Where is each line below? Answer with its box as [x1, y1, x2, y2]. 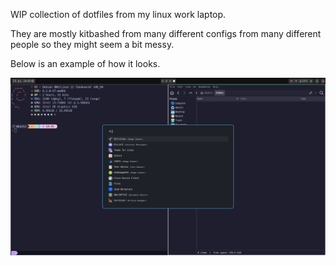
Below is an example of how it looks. [10, 58, 161, 69]
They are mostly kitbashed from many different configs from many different [10, 28, 322, 39]
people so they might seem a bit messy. [10, 39, 175, 50]
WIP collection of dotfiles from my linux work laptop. [10, 9, 227, 20]
